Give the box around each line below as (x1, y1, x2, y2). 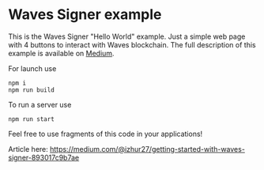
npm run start (8, 115, 55, 123)
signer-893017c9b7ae (8, 153, 80, 162)
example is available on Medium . (8, 48, 115, 58)
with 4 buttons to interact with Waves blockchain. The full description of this (8, 40, 256, 49)
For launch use (8, 63, 57, 73)
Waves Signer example (8, 6, 162, 24)
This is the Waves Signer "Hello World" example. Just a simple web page (8, 32, 246, 41)
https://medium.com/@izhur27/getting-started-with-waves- (50, 144, 245, 153)
